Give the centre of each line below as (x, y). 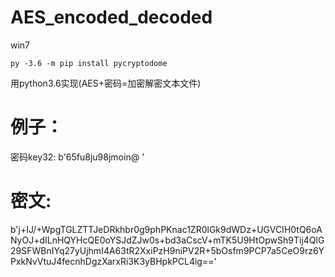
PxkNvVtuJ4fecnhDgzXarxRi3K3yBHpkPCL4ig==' (113, 261)
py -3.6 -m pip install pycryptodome (89, 63)
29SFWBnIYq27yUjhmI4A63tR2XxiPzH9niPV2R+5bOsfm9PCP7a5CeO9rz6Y (167, 250)
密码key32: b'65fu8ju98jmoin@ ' (77, 157)
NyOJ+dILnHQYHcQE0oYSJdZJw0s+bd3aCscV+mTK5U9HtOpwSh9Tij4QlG (167, 240)
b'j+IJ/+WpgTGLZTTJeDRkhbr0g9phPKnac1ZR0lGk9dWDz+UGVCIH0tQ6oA (166, 229)
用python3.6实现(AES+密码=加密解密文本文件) (106, 83)
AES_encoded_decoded (111, 17)
